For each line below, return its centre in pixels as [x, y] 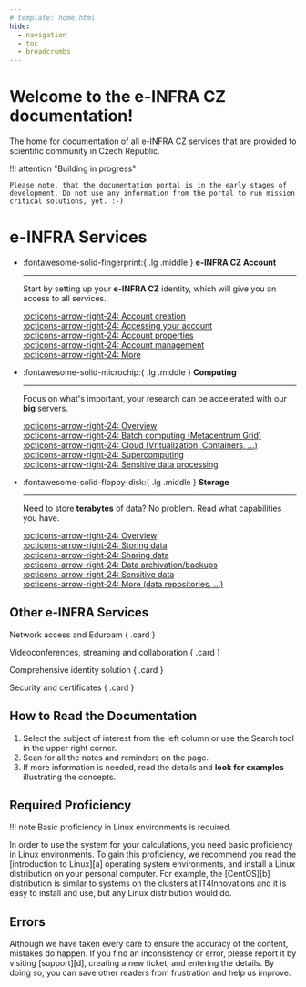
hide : [20, 26]
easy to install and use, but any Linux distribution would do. [121, 893]
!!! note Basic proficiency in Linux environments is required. [121, 827]
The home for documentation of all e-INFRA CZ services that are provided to [153, 141]
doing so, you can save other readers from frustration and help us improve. [150, 973]
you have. [41, 518]
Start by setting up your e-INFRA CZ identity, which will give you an [149, 289]
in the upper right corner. [70, 748]
